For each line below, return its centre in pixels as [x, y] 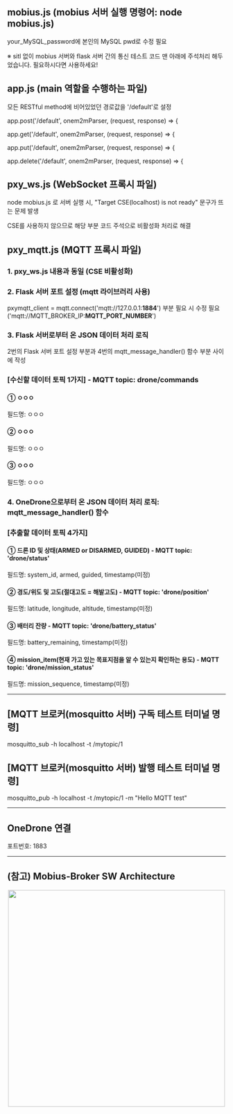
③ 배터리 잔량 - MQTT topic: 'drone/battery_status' [82, 626]
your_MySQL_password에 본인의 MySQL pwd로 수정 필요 [87, 41]
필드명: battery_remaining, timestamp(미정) [68, 642]
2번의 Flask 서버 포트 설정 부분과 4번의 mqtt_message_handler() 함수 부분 [109, 352]
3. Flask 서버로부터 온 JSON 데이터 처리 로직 [78, 335]
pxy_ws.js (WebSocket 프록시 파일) [82, 185]
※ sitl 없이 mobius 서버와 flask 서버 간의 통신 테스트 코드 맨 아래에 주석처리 [109, 56]
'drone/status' [28, 558]
